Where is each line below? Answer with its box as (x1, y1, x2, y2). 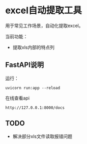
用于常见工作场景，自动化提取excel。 (5, 22, 83, 29)
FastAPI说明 (5, 61, 44, 69)
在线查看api (5, 95, 30, 101)
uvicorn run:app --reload (5, 85, 60, 90)
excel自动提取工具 (5, 5, 82, 16)
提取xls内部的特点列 (12, 44, 55, 50)
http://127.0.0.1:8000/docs (5, 105, 65, 110)
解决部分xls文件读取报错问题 (12, 133, 73, 139)
